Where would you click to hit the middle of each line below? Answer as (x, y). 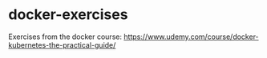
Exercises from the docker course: (65, 37)
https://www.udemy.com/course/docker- (191, 37)
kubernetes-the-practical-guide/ (62, 44)
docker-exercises (68, 15)
